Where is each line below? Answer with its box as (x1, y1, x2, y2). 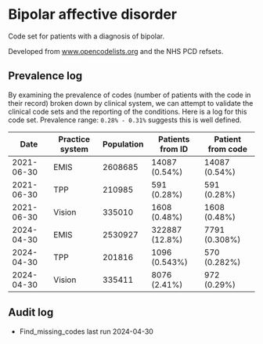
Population (103, 139, 144, 150)
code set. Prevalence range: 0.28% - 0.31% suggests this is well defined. (8, 115, 242, 125)
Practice (58, 133, 91, 144)
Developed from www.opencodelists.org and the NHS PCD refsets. (8, 46, 224, 56)
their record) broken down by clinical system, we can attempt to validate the (8, 98, 254, 107)
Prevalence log (8, 69, 83, 83)
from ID (160, 143, 189, 154)
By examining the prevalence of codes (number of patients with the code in (8, 90, 251, 100)
